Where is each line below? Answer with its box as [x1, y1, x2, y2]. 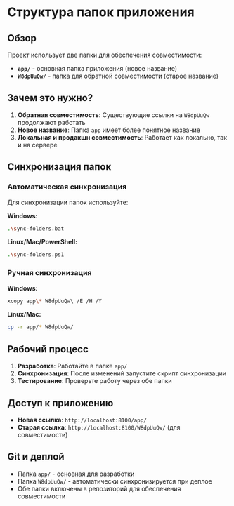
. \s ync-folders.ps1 [7, 251, 65, 258]
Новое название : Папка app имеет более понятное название [17, 126, 200, 134]
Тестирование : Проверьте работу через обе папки [17, 377, 172, 385]
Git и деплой [7, 451, 65, 463]
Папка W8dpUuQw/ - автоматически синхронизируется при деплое [17, 477, 212, 485]
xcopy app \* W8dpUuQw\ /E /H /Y [7, 298, 102, 305]
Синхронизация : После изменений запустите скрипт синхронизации [17, 369, 227, 378]
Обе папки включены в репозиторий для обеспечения [17, 484, 181, 493]
